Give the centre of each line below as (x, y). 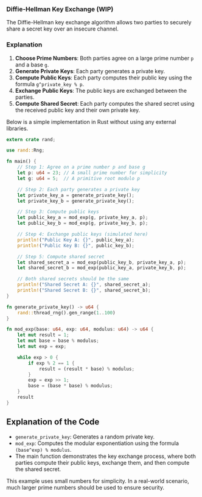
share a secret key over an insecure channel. (62, 29)
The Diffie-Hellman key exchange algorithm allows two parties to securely (99, 23)
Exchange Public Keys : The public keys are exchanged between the (101, 90)
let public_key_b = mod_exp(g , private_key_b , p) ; (83, 223)
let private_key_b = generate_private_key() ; (76, 201)
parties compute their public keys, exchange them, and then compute (102, 462)
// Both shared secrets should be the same (73, 279)
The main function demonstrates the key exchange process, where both (106, 456)
